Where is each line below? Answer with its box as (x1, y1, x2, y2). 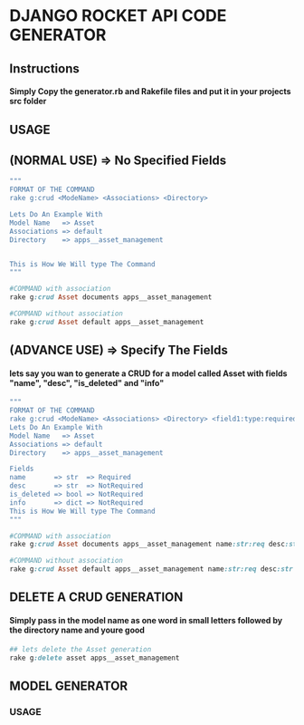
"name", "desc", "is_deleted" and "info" (9, 377, 165, 388)
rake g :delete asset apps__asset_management (9, 653, 180, 662)
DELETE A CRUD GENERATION (9, 590, 184, 605)
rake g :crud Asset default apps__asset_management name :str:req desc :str (9, 565, 294, 574)
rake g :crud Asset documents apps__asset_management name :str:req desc (9, 540, 285, 549)
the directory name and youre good (9, 624, 145, 635)
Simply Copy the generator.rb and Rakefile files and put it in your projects (9, 86, 291, 97)
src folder (9, 96, 47, 107)
